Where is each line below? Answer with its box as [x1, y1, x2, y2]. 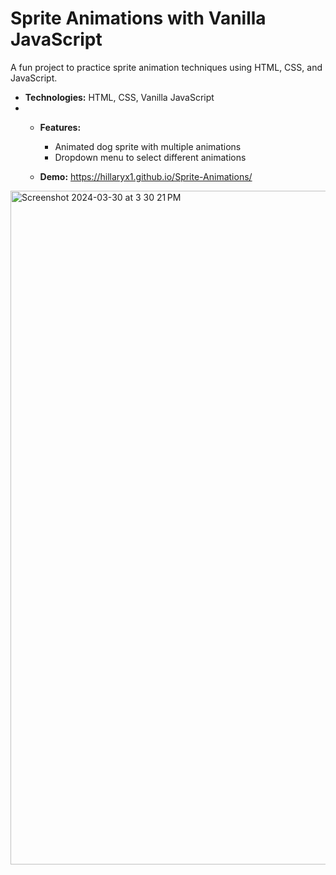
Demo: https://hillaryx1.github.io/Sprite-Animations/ [39, 170, 253, 182]
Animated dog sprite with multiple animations [54, 140, 242, 152]
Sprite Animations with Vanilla [10, 7, 267, 30]
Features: [39, 121, 82, 133]
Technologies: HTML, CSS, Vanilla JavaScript [24, 91, 215, 103]
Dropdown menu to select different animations [54, 151, 247, 163]
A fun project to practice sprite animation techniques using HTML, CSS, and [10, 61, 323, 73]
